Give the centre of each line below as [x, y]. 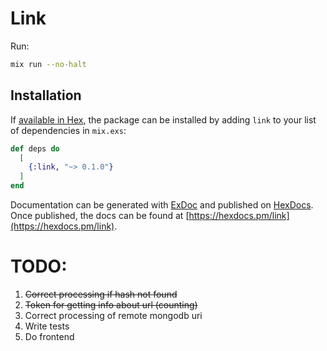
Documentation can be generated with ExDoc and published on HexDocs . [162, 205]
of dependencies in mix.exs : [68, 130]
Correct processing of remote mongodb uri [113, 315]
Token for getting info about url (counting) [111, 304]
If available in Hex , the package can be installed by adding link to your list [163, 119]
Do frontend [49, 336]
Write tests [47, 326]
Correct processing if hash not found [101, 294]
